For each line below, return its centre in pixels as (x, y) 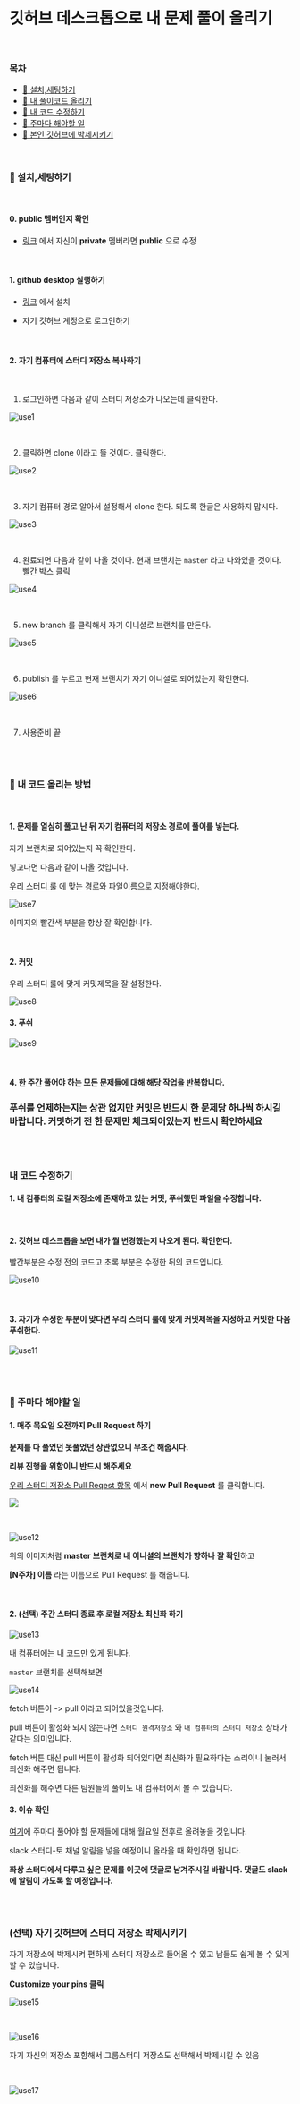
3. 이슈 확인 (29, 1810)
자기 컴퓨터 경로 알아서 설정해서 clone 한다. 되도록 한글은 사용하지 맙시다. (150, 507)
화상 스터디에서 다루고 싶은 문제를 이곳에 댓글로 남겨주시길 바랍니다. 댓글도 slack (149, 1870)
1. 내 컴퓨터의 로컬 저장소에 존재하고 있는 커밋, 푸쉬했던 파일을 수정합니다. (135, 1198)
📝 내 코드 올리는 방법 (50, 785)
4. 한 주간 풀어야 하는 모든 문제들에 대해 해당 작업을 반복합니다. (117, 1082)
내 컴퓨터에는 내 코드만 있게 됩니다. (70, 1653)
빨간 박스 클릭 (46, 571)
